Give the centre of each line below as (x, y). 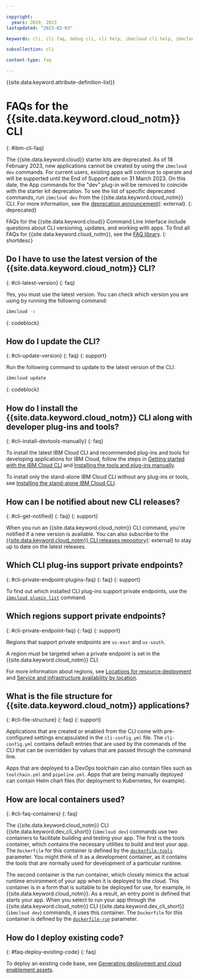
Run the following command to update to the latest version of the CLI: (91, 367)
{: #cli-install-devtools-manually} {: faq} (55, 441)
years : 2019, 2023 (34, 22)
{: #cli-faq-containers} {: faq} (42, 814)
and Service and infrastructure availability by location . (72, 678)
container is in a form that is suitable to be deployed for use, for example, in (98, 887)
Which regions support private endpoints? (86, 616)
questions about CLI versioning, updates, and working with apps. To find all (98, 228)
